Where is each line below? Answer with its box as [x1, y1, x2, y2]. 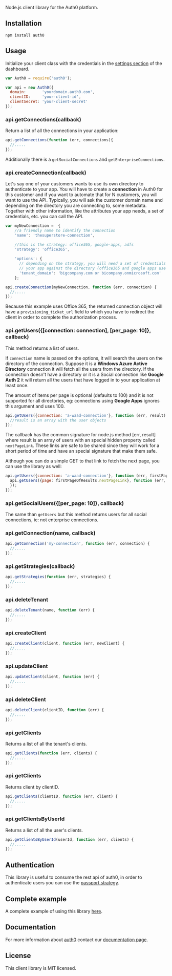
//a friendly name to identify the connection [14, 228, 116, 233]
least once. [5, 382, 29, 388]
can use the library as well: [5, 463, 62, 470]
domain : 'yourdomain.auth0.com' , [10, 90, 95, 95]
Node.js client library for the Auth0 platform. [5, 5, 98, 10]
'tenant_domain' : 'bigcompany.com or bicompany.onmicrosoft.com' [18, 270, 161, 275]
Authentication [5, 860, 55, 869]
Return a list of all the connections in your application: [5, 128, 119, 134]
